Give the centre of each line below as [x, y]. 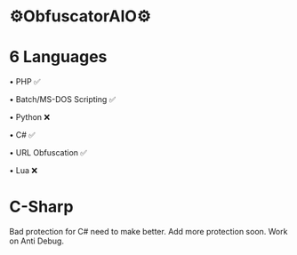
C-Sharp [41, 207]
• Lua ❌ [24, 171]
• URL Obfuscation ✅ [48, 153]
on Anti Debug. [37, 241]
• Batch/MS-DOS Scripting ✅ [63, 100]
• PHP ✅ [25, 82]
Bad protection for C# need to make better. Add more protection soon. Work [148, 232]
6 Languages [58, 57]
